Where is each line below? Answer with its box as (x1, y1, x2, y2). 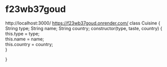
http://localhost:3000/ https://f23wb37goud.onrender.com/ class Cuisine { (5, 20, 160, 26)
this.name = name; (5, 36, 45, 42)
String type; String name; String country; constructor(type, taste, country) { (5, 25, 163, 31)
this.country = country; (5, 41, 53, 47)
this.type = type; (5, 30, 39, 36)
